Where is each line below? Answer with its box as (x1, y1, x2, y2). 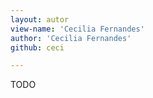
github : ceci (10, 42, 65, 53)
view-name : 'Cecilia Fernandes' (10, 24, 145, 34)
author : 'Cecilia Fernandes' (10, 33, 132, 43)
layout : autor (10, 14, 70, 25)
